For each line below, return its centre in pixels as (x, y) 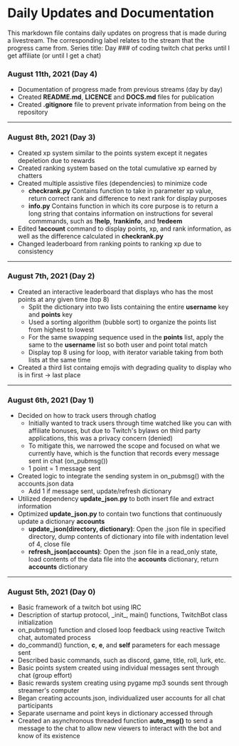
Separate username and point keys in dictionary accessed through (115, 713)
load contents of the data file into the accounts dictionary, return (123, 559)
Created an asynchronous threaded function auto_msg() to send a (115, 721)
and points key (51, 314)
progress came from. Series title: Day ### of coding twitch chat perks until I (118, 48)
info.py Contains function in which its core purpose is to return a (123, 206)
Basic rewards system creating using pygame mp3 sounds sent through (123, 683)
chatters (30, 175)
